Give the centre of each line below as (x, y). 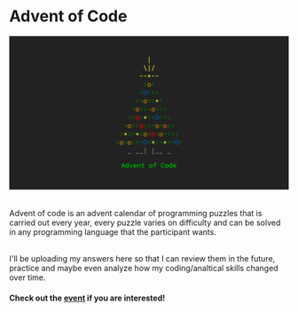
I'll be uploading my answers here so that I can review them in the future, (142, 259)
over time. (27, 277)
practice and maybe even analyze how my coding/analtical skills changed (144, 269)
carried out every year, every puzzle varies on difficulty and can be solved (145, 222)
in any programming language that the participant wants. (113, 232)
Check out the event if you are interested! (87, 298)
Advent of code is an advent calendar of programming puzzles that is (136, 214)
